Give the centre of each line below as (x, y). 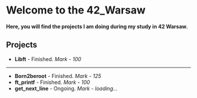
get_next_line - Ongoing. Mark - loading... (66, 88)
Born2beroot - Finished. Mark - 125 (58, 76)
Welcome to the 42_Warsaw (76, 10)
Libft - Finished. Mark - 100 (48, 59)
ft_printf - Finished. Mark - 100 (52, 82)
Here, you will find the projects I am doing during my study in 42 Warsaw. (97, 26)
